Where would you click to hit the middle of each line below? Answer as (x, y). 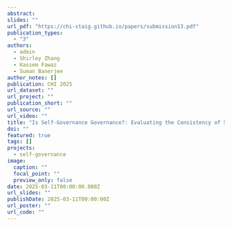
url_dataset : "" (30, 90)
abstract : (21, 13)
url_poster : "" (29, 206)
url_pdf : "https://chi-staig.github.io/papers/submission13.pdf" (103, 26)
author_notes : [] (32, 78)
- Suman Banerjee (38, 71)
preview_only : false (43, 180)
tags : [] (20, 142)
